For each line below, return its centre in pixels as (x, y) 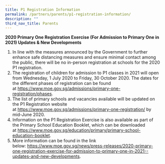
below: (19, 146)
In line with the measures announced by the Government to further (80, 52)
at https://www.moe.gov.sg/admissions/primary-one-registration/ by (82, 109)
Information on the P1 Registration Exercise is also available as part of (83, 120)
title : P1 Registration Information (43, 10)
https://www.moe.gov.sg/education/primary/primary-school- (79, 130)
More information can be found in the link (54, 141)
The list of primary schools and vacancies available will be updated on (83, 99)
